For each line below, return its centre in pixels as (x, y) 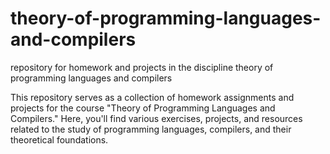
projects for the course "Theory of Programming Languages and (143, 108)
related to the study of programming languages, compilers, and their (151, 129)
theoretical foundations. (59, 139)
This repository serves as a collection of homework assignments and (152, 97)
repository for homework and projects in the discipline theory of (142, 67)
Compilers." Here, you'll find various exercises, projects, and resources (156, 118)
